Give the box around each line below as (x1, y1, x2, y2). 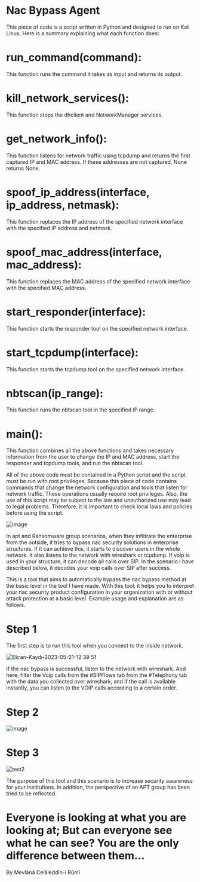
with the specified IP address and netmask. (6, 224, 112, 231)
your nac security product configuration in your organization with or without (6, 588, 193, 596)
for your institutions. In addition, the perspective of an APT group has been (6, 784, 190, 791)
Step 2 (6, 705, 39, 719)
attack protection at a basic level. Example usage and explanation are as (6, 595, 184, 602)
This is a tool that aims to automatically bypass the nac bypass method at (6, 576, 187, 583)
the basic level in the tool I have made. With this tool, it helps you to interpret (6, 582, 194, 590)
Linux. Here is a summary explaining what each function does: (6, 29, 159, 36)
